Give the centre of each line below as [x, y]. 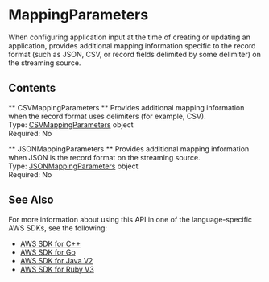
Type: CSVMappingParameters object [71, 124]
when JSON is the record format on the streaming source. [104, 157]
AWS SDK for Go [48, 252]
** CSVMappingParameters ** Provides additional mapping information [126, 107]
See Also [31, 200]
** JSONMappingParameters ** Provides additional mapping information [129, 149]
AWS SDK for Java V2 [56, 260]
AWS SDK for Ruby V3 [57, 269]
